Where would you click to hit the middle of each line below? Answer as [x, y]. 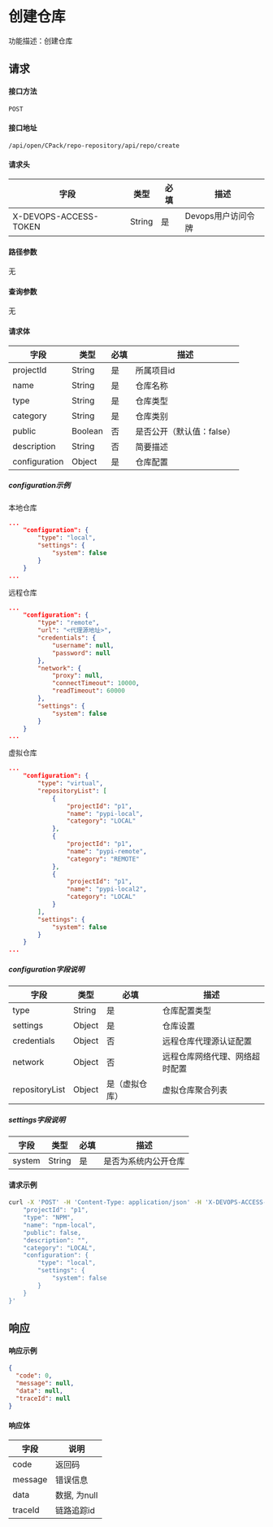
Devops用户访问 [216, 216]
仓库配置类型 [186, 1011]
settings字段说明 [37, 1119]
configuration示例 [39, 486]
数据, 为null [77, 1495]
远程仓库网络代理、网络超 [211, 1057]
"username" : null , [83, 645]
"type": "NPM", [49, 1218]
